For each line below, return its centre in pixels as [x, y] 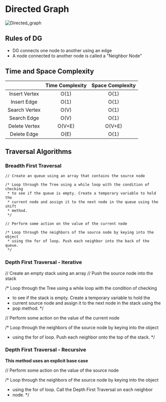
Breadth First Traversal [33, 166]
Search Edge [24, 118]
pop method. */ [28, 308]
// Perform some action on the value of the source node [62, 370]
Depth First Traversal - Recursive [46, 350]
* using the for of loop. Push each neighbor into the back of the [78, 241]
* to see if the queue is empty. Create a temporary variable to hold [82, 194]
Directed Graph [37, 9]
